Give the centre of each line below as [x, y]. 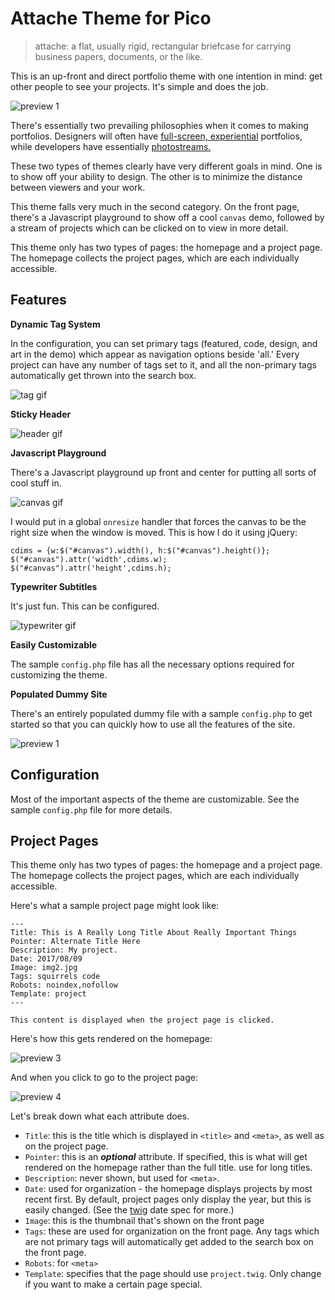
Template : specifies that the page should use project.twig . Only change [173, 1274]
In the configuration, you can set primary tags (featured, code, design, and [164, 343]
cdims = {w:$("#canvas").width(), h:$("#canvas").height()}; [140, 550]
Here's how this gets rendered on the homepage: [111, 1039]
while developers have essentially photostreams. [111, 146]
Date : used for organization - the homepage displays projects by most [168, 1189]
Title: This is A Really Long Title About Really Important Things [154, 933]
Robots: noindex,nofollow [64, 985]
